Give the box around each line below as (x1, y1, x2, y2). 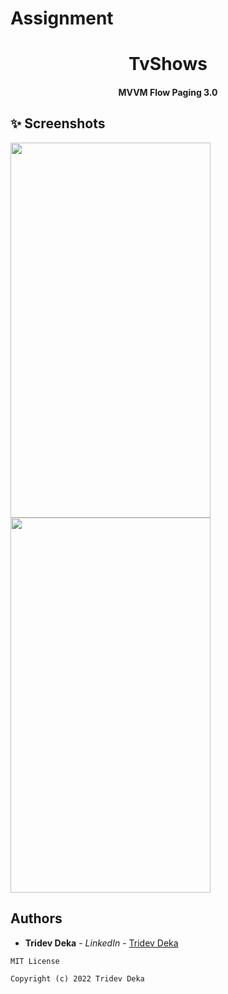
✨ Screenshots (10, 115, 106, 132)
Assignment (10, 7, 114, 30)
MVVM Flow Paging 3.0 (118, 86, 218, 98)
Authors (10, 910, 63, 927)
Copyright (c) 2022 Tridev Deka (10, 973, 145, 984)
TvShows (128, 53, 208, 76)
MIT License (10, 956, 60, 966)
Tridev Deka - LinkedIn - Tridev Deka (24, 937, 179, 949)
